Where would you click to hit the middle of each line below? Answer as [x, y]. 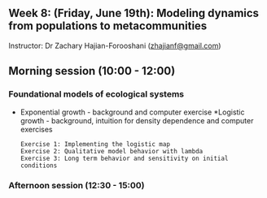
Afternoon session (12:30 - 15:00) [77, 186]
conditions [39, 166]
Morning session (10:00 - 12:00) [92, 71]
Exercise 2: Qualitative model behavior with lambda [112, 151]
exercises [36, 129]
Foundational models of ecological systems [96, 94]
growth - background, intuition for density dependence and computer [137, 120]
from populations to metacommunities [108, 26]
